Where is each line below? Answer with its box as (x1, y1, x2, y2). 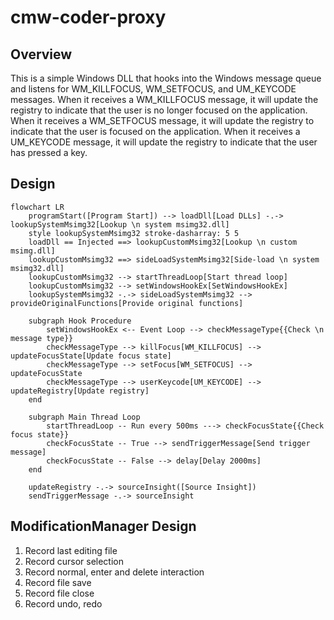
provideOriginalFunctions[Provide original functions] (10, 298, 244, 308)
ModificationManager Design (10, 518, 197, 535)
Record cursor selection (24, 555, 124, 567)
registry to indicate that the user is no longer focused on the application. (10, 104, 308, 116)
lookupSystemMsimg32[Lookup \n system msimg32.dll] (10, 219, 230, 230)
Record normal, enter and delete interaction (24, 566, 205, 578)
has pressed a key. (10, 147, 88, 158)
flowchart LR (10, 202, 65, 212)
